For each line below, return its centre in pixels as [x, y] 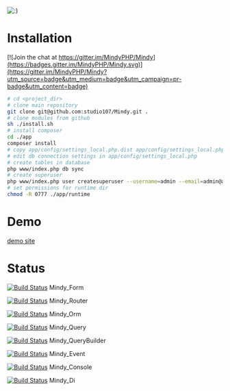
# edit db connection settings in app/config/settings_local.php [102, 156]
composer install [32, 144]
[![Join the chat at [32, 57]
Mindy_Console [71, 367]
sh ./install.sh [30, 124]
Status [26, 269]
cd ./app [20, 137]
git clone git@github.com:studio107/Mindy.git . [78, 112]
